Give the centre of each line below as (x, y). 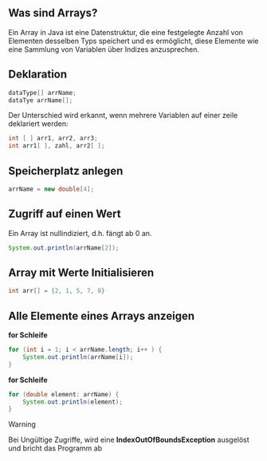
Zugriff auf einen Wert (65, 214)
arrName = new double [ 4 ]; (51, 189)
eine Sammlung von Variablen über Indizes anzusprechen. (104, 49)
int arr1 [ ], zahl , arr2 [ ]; (57, 146)
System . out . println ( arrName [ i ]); (78, 357)
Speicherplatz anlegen (66, 171)
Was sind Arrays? (53, 13)
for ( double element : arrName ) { (64, 394)
